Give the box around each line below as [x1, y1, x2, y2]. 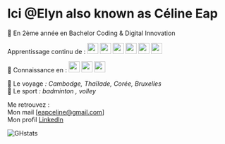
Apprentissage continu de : [7, 47, 86, 55]
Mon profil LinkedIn [7, 115, 63, 124]
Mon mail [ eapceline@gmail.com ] [7, 107, 104, 116]
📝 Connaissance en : [7, 65, 67, 74]
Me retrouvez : [7, 100, 50, 109]
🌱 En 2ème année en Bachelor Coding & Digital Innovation [7, 29, 176, 37]
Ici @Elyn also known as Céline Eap [7, 6, 219, 22]
